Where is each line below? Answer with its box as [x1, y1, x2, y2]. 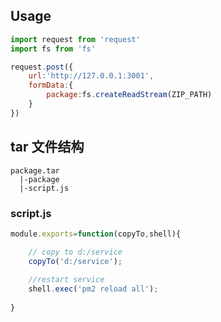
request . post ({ [10, 62, 74, 72]
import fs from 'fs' [10, 44, 97, 54]
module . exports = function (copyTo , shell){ [10, 229, 182, 239]
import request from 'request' [10, 34, 141, 44]
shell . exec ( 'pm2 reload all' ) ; [28, 284, 159, 294]
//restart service [28, 275, 105, 285]
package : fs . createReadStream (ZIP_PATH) [46, 90, 213, 100]
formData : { [28, 80, 74, 91]
